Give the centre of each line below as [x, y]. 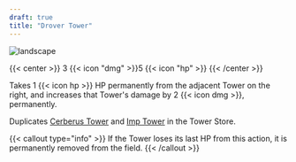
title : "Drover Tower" [51, 26]
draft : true [31, 17]
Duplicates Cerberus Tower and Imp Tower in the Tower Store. [122, 121]
